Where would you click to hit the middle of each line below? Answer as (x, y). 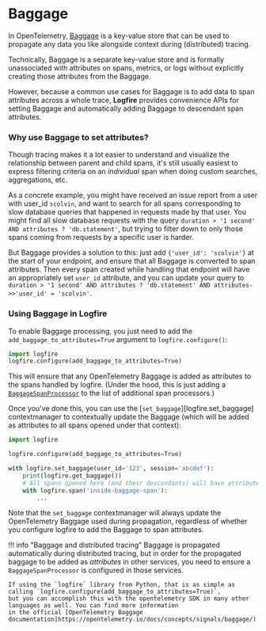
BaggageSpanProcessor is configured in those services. (96, 570)
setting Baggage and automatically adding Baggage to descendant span (126, 108)
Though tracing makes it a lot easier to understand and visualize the (119, 154)
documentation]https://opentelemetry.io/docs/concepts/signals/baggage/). (134, 620)
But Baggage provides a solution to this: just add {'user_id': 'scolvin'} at (131, 253)
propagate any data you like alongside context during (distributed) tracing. (129, 44)
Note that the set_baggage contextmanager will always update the (115, 513)
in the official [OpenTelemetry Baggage (76, 613)
